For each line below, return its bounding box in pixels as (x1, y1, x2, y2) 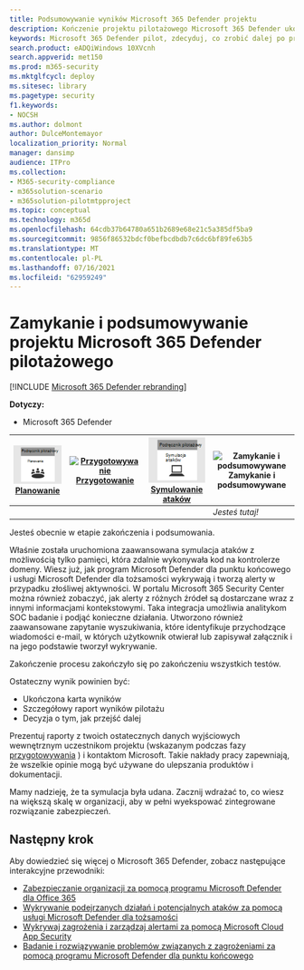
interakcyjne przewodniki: (9, 866, 106, 877)
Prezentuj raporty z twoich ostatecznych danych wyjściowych (9, 730, 241, 741)
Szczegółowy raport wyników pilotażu (22, 703, 165, 713)
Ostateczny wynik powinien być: (9, 675, 130, 686)
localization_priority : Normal (9, 139, 128, 149)
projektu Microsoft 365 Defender (9, 332, 262, 353)
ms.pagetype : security (9, 91, 95, 100)
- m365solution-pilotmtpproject (9, 196, 131, 206)
